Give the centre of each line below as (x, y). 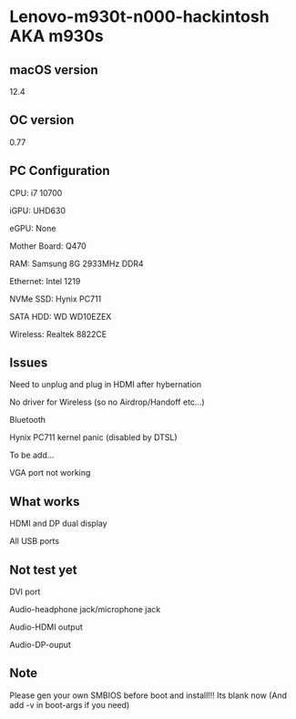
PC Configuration (60, 171)
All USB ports (35, 541)
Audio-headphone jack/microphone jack (85, 610)
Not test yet (43, 570)
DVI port (25, 592)
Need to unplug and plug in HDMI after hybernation (106, 385)
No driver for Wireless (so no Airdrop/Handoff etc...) (107, 402)
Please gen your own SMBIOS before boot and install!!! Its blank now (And (148, 695)
